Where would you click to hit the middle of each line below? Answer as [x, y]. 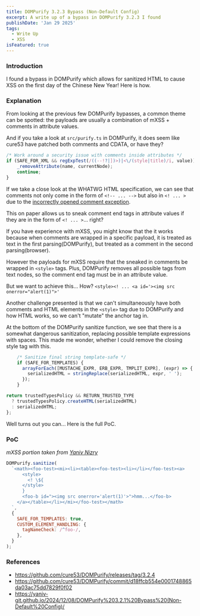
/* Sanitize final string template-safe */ [72, 357]
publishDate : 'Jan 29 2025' [41, 23]
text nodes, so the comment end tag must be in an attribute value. [87, 274]
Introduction [24, 66]
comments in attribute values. [43, 127]
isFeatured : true [28, 45]
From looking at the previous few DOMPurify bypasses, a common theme [96, 114]
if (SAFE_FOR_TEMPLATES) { [50, 363]
